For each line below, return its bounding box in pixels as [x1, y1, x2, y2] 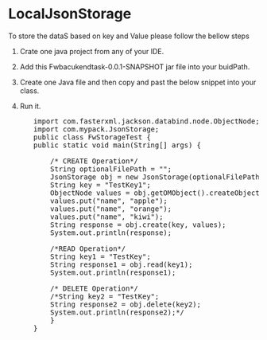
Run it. [19, 101, 41, 111]
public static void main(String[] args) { [33, 140, 201, 150]
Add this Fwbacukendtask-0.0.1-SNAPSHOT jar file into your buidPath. [19, 61, 250, 72]
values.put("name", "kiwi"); [50, 212, 164, 221]
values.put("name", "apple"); [50, 196, 168, 205]
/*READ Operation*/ [50, 244, 126, 253]
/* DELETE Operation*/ [50, 283, 139, 293]
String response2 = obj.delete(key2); [50, 299, 201, 309]
